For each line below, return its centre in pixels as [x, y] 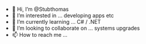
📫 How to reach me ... [39, 35]
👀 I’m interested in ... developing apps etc [63, 15]
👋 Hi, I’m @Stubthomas [40, 9]
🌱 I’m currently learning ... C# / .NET [56, 22]
